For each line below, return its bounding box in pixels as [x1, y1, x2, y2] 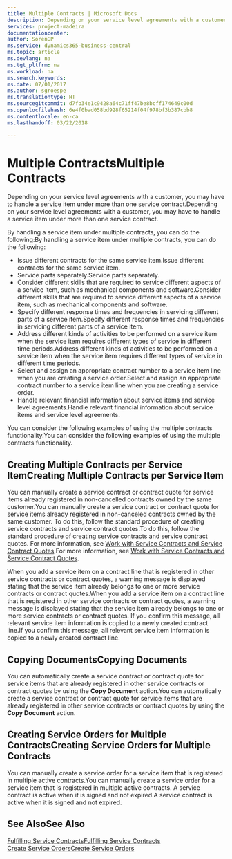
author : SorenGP [7, 36, 54, 43]
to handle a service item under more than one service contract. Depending [7, 200, 218, 208]
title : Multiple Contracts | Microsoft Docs [7, 10, 137, 17]
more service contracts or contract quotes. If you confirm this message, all [7, 611, 220, 620]
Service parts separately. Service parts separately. [17, 271, 160, 279]
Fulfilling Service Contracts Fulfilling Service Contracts [7, 836, 161, 844]
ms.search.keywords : [7, 74, 67, 82]
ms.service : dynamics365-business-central [7, 42, 131, 49]
